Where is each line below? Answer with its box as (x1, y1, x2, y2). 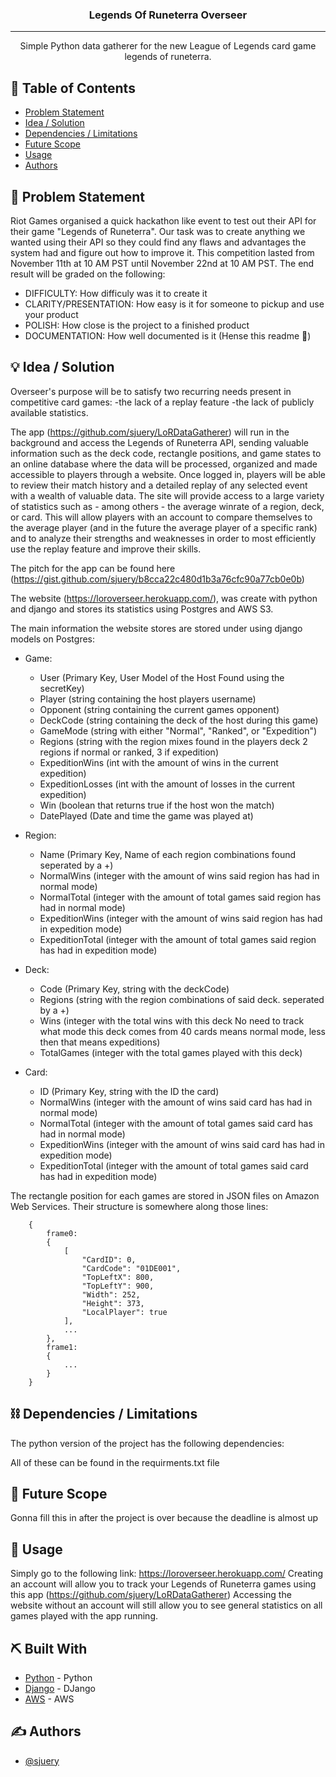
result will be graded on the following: (10, 268, 166, 280)
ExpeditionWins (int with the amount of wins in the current (39, 756, 279, 768)
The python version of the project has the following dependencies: (10, 1437, 285, 1449)
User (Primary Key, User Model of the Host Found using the (39, 671, 285, 683)
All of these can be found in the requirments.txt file (10, 1456, 220, 1468)
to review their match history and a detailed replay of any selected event (10, 479, 308, 491)
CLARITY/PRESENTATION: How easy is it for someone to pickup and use (24, 298, 325, 310)
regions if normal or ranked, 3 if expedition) (39, 746, 219, 758)
